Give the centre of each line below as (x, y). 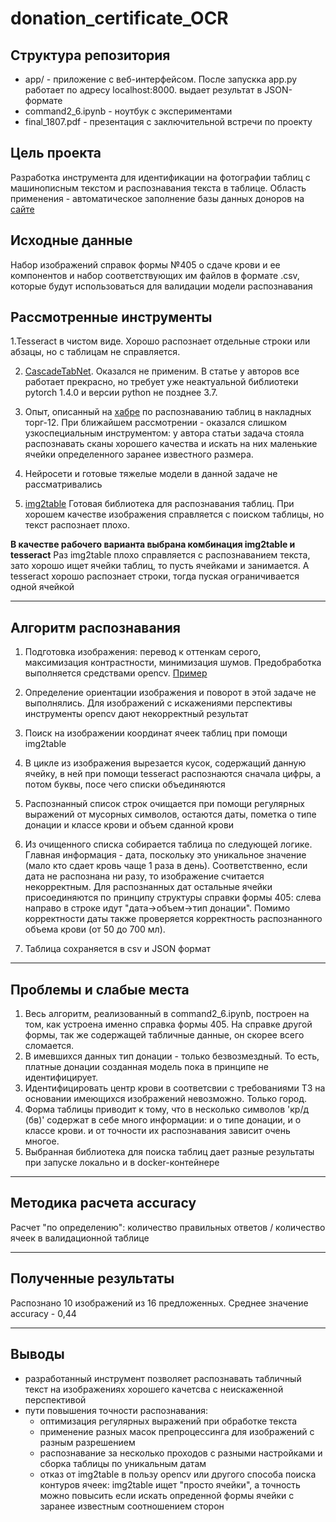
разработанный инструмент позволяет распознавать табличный (163, 1378)
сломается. (49, 1046)
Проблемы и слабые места (100, 989)
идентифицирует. (61, 1078)
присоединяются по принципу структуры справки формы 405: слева (173, 898)
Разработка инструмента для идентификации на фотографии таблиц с (160, 177)
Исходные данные (71, 240)
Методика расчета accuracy (103, 1203)
